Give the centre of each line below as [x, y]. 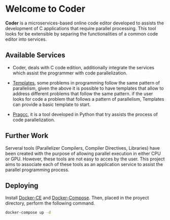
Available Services [35, 55]
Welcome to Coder [45, 9]
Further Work [27, 136]
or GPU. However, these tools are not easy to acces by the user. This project [85, 159]
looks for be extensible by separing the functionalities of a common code [82, 34]
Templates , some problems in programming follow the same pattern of [86, 82]
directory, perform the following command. [50, 203]
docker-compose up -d [28, 213]
